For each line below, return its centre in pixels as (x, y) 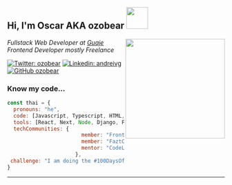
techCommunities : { (41, 129)
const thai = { (29, 103)
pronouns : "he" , (37, 109)
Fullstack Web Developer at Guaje (56, 42)
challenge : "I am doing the (50, 161)
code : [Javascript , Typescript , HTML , (69, 116)
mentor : (92, 148)
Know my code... (36, 89)
